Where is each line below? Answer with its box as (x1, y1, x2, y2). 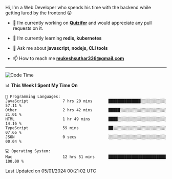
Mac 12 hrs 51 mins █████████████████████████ (5, 154, 166, 160)
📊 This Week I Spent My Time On (5, 82, 78, 88)
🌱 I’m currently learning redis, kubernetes (12, 35, 102, 41)
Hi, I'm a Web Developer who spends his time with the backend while (5, 5, 151, 10)
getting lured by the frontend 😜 (5, 10, 72, 16)
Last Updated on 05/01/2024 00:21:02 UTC (5, 168, 96, 174)
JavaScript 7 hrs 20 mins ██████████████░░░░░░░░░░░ (5, 98, 166, 104)
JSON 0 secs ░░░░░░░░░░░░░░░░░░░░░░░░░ (5, 134, 166, 140)
